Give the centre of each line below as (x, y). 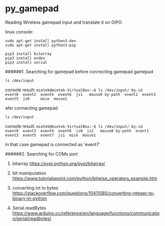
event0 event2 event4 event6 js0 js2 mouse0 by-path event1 (77, 131)
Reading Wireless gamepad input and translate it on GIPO (63, 22)
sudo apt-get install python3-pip (41, 45)
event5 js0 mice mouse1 (36, 99)
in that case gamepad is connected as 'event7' (53, 144)
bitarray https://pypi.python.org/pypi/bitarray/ (59, 163)
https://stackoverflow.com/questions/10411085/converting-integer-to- (83, 193)
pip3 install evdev (25, 58)
